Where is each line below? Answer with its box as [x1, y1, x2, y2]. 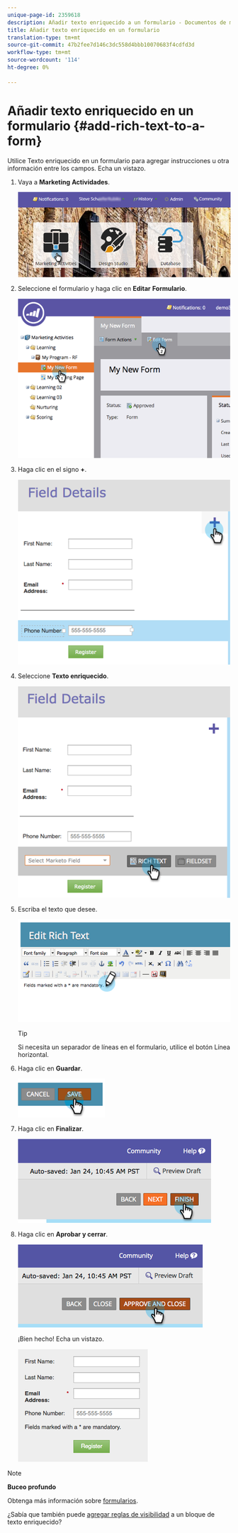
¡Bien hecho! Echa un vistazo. [17, 1334, 104, 1344]
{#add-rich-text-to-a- [73, 118, 205, 134]
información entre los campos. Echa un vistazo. [7, 164, 147, 172]
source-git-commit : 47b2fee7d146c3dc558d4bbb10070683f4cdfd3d [7, 41, 195, 49]
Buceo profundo [7, 1483, 57, 1491]
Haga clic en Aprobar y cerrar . [17, 1230, 108, 1239]
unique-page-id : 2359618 [7, 11, 81, 18]
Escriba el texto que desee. [17, 905, 98, 914]
